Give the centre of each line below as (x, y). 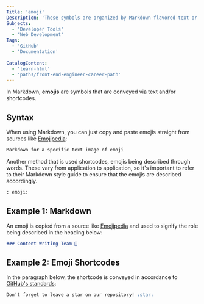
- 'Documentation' (35, 52)
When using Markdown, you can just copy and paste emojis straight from (98, 132)
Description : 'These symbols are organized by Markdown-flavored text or (102, 18)
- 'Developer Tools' (38, 29)
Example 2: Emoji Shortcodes (63, 262)
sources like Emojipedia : (37, 139)
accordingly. (22, 181)
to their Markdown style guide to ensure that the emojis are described (94, 174)
